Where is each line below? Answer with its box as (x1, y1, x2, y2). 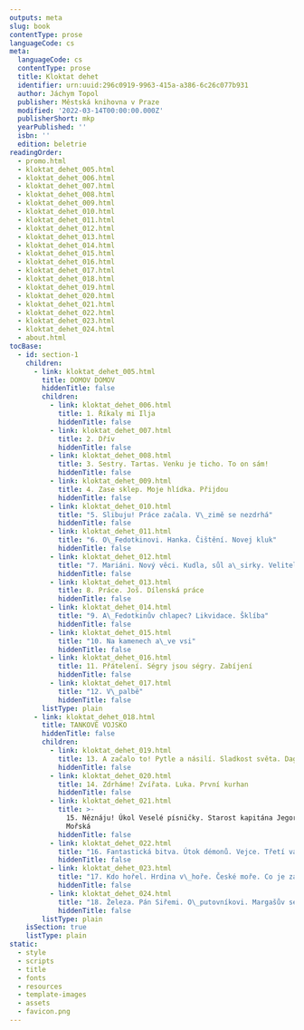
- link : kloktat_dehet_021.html (49, 796, 172, 806)
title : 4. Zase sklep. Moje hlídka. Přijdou (57, 485, 229, 494)
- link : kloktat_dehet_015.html (49, 628, 172, 637)
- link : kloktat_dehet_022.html (49, 839, 172, 848)
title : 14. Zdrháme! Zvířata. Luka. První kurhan (57, 780, 249, 789)
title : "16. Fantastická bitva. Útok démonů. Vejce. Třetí (57, 847, 285, 856)
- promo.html (17, 156, 67, 166)
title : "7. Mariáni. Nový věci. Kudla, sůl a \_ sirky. (57, 561, 265, 570)
